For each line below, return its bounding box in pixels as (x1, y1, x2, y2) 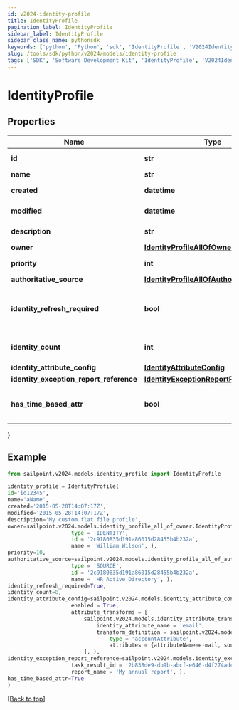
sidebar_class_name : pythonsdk (7, 37, 100, 44)
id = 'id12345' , (7, 489, 50, 497)
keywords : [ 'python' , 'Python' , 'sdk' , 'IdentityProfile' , (7, 43, 186, 51)
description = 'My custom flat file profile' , (7, 516, 142, 523)
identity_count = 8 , (7, 589, 62, 596)
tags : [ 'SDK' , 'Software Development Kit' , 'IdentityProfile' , (7, 57, 199, 64)
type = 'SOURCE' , (70, 562, 122, 570)
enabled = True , (70, 602, 119, 610)
